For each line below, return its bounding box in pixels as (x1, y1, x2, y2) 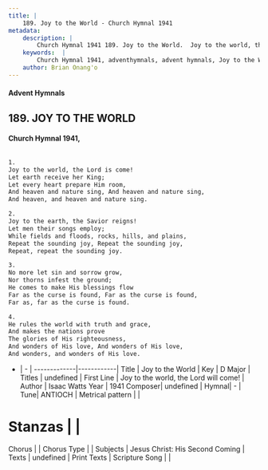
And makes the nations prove (8, 328, 105, 336)
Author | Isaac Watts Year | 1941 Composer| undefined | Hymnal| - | (19, 381, 242, 391)
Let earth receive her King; (8, 173, 105, 181)
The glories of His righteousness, (8, 335, 127, 343)
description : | (22, 34, 73, 42)
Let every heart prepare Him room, (8, 180, 127, 188)
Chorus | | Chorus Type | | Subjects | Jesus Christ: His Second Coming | (8, 444, 245, 453)
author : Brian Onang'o (22, 64, 98, 72)
